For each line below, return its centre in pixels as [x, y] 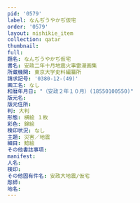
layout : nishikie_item [40, 33]
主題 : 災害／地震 [29, 137]
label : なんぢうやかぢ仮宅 [42, 20]
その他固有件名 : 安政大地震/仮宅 [48, 176]
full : [15, 53]
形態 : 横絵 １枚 [28, 117]
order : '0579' [28, 27]
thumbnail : [23, 46]
